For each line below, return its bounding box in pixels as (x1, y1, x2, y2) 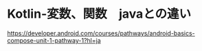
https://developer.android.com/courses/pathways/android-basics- (7, 29, 196, 37)
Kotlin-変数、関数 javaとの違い (7, 6, 192, 22)
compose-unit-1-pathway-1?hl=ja (7, 36, 101, 44)
